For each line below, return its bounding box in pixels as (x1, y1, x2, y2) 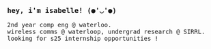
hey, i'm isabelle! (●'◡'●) (7, 6, 117, 15)
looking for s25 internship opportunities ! (7, 35, 159, 43)
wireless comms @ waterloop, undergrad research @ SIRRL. (7, 28, 206, 36)
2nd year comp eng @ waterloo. (7, 21, 112, 29)
